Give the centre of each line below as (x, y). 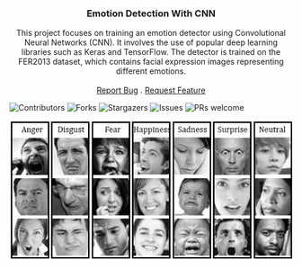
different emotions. (151, 71)
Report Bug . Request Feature (151, 90)
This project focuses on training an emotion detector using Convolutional (151, 33)
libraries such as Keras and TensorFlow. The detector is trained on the (151, 52)
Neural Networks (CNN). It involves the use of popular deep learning (151, 42)
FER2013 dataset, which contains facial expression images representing (151, 62)
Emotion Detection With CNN (151, 13)
